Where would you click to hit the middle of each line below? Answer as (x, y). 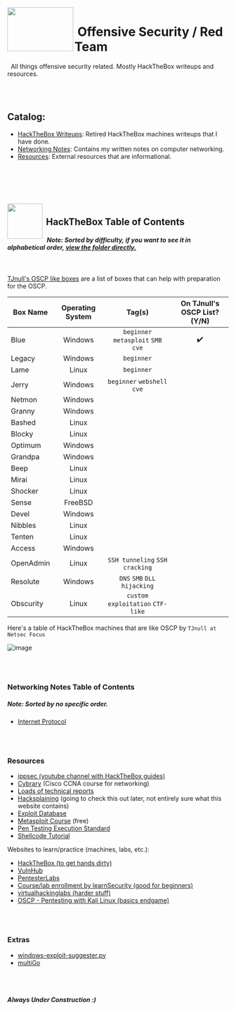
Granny (23, 411)
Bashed (24, 423)
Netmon (24, 400)
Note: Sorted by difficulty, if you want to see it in (119, 240)
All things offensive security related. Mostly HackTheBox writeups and (112, 66)
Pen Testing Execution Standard (64, 828)
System (79, 317)
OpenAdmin (31, 563)
